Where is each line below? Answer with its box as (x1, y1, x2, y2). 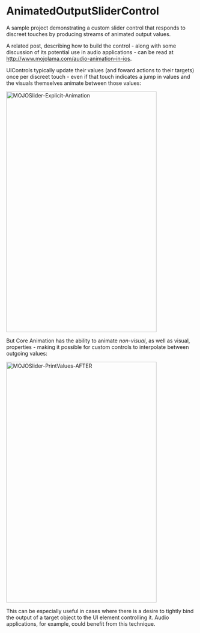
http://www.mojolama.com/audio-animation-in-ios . (6, 55, 132, 62)
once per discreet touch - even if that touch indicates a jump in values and (6, 73, 190, 80)
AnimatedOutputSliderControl (6, 4, 159, 18)
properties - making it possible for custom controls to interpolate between (6, 343, 189, 350)
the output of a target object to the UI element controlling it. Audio (6, 614, 169, 621)
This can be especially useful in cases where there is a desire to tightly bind (6, 607, 194, 614)
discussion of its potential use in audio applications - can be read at (6, 48, 174, 55)
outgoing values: (6, 350, 48, 357)
